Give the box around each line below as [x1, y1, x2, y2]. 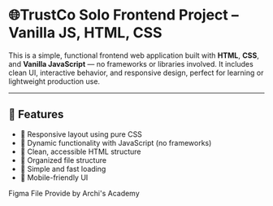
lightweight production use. [8, 76, 100, 86]
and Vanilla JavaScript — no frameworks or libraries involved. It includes [8, 59, 253, 68]
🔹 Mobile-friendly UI [19, 173, 89, 182]
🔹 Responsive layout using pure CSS [19, 129, 142, 139]
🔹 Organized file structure [19, 155, 107, 164]
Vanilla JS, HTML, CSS [8, 24, 162, 42]
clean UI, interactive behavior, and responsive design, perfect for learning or [8, 68, 264, 77]
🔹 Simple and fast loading [19, 164, 106, 173]
